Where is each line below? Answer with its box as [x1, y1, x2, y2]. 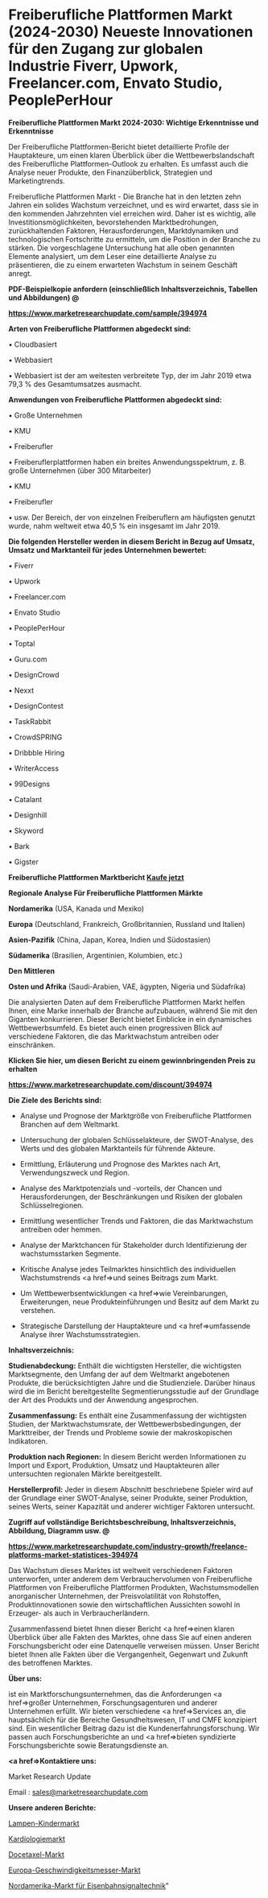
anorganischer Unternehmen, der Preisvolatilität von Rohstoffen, [8, 1591, 221, 1600]
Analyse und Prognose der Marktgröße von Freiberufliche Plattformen [19, 1110, 252, 1120]
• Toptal [8, 638, 35, 648]
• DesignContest [8, 701, 64, 710]
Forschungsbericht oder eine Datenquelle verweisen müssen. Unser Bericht [8, 1641, 260, 1650]
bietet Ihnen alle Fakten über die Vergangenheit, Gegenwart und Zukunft [8, 1649, 249, 1659]
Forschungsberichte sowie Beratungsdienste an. [8, 1740, 169, 1750]
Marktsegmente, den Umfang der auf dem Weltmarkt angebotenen [8, 1369, 230, 1379]
